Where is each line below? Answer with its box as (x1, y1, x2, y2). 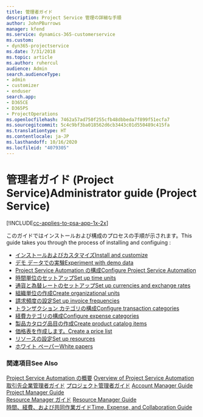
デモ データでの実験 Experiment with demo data (15, 259, 134, 266)
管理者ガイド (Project (6, 173, 114, 186)
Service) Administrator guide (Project (6, 186, 197, 200)
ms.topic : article (6, 54, 53, 60)
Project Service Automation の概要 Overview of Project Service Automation (6, 374, 194, 381)
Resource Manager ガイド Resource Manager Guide (6, 396, 137, 403)
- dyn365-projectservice (6, 43, 69, 49)
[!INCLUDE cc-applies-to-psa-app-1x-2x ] (6, 219, 109, 226)
